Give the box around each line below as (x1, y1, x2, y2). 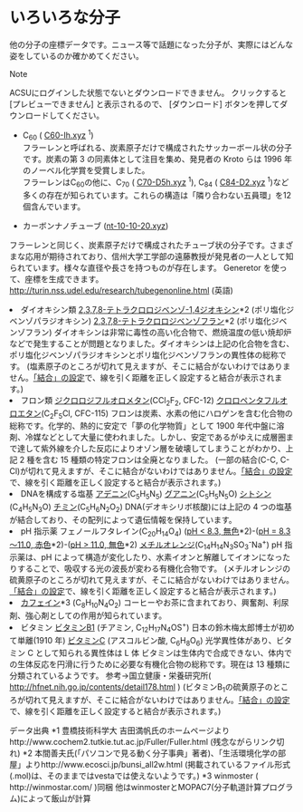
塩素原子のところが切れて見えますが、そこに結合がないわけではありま (29, 361, 291, 372)
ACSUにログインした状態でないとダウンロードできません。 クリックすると (9, 87, 288, 98)
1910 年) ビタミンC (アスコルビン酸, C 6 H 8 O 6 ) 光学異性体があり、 (35, 634, 277, 648)
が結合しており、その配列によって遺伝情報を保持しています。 (9, 515, 237, 526)
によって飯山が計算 (20, 793, 91, 804)
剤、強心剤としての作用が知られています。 (9, 610, 167, 621)
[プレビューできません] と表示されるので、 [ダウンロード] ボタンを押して (9, 98, 280, 109)
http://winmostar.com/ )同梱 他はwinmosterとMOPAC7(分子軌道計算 (9, 782, 262, 793)
